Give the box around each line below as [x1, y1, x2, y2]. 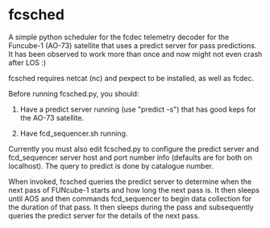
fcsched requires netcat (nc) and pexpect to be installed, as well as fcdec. [8, 73, 255, 83]
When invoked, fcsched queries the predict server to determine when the [8, 177, 252, 186]
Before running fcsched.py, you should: [8, 88, 139, 98]
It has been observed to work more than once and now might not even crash [8, 49, 263, 59]
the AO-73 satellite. [19, 112, 85, 122]
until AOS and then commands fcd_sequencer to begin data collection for [8, 193, 252, 203]
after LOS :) [8, 58, 47, 67]
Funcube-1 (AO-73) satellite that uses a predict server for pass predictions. [8, 40, 257, 50]
